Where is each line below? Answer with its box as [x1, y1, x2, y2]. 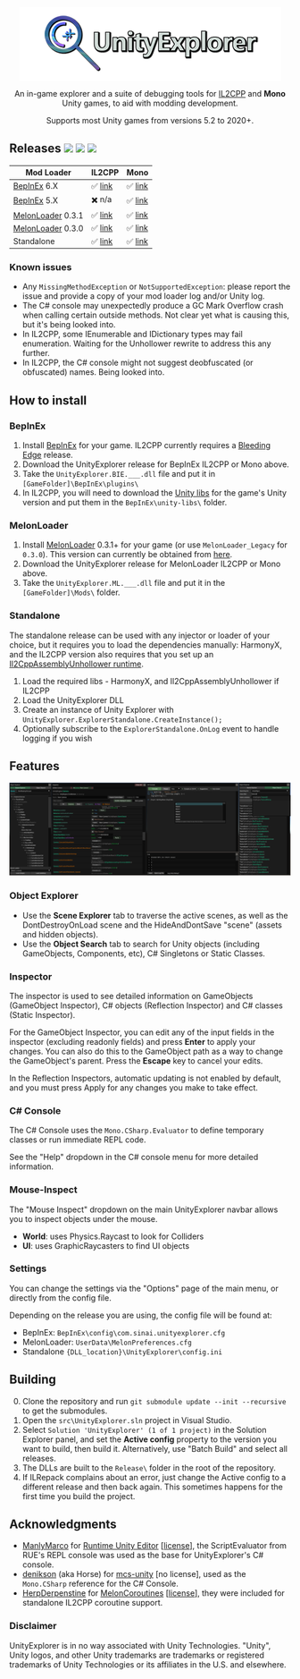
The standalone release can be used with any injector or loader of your [9, 630, 271, 640]
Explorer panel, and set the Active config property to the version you [21, 1434, 277, 1445]
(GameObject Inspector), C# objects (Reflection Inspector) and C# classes [9, 1000, 283, 1011]
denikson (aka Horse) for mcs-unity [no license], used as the [21, 1569, 246, 1580]
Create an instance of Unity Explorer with [21, 704, 174, 715]
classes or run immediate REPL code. [9, 1134, 146, 1145]
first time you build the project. [21, 1490, 136, 1501]
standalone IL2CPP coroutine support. [21, 1598, 163, 1608]
